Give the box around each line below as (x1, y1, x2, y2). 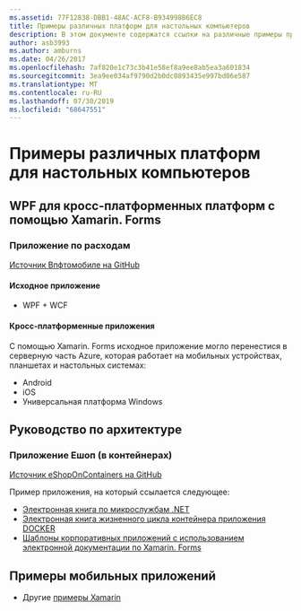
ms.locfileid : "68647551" (9, 105, 106, 114)
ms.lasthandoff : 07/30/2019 (9, 96, 115, 106)
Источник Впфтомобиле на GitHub (9, 259, 141, 270)
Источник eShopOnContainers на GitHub (9, 469, 163, 480)
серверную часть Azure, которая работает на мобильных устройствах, (9, 350, 282, 361)
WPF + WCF (21, 300, 69, 310)
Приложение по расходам (9, 239, 131, 251)
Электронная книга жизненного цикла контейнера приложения (21, 513, 266, 525)
